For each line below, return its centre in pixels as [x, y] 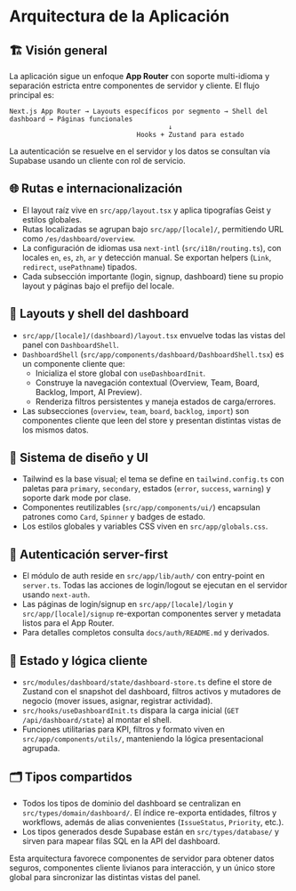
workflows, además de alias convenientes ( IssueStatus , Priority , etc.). [153, 822]
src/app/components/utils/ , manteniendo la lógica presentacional [143, 739]
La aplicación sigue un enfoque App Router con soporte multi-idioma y [140, 76]
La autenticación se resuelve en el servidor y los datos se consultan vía [140, 151]
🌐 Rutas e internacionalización [96, 189]
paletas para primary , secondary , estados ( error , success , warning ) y [146, 489]
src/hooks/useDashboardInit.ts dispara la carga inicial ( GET [131, 710]
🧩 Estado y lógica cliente [79, 660]
